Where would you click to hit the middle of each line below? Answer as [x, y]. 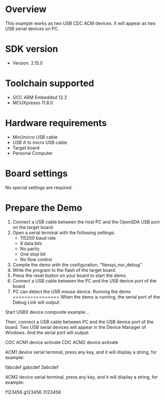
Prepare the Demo [44, 208]
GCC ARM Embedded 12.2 [39, 97]
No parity [30, 249]
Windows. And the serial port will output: [47, 332]
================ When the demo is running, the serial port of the [86, 297]
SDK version [32, 49]
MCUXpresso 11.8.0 [33, 102]
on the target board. [33, 227]
